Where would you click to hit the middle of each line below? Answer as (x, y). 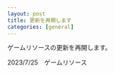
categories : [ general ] (41, 27)
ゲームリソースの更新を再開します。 (59, 48)
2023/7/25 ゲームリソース (47, 62)
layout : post (26, 14)
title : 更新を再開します (40, 20)
